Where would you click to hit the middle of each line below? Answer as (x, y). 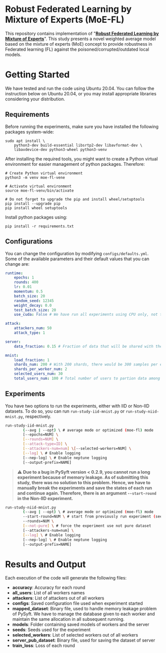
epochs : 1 (24, 278)
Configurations (29, 242)
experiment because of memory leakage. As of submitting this (83, 477)
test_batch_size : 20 (35, 310)
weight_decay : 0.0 (33, 305)
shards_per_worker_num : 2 (41, 369)
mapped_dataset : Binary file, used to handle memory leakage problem (84, 609)
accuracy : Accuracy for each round (49, 587)
